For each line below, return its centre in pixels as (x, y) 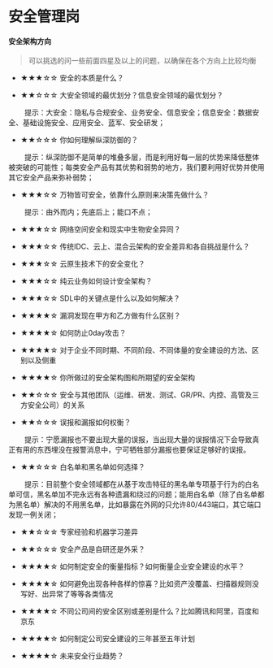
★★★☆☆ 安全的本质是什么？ (72, 78)
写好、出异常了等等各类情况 (67, 594)
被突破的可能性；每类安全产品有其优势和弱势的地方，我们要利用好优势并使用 (136, 167)
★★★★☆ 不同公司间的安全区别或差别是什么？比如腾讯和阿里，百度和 (139, 611)
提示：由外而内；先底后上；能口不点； (88, 212)
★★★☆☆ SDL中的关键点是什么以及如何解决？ (100, 298)
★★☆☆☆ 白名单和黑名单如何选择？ (82, 467)
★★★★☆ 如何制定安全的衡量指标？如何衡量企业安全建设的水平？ (132, 566)
